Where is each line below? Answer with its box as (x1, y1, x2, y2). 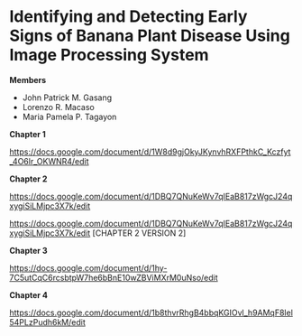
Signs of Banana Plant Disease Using (9, 25, 290, 46)
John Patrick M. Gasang (22, 92, 113, 103)
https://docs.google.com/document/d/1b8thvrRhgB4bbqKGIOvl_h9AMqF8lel (9, 307, 293, 318)
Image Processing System (9, 45, 209, 65)
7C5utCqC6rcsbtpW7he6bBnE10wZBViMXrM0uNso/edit (9, 272, 218, 283)
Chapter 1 (9, 128, 47, 139)
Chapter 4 (9, 289, 48, 300)
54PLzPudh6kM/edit (9, 316, 86, 327)
